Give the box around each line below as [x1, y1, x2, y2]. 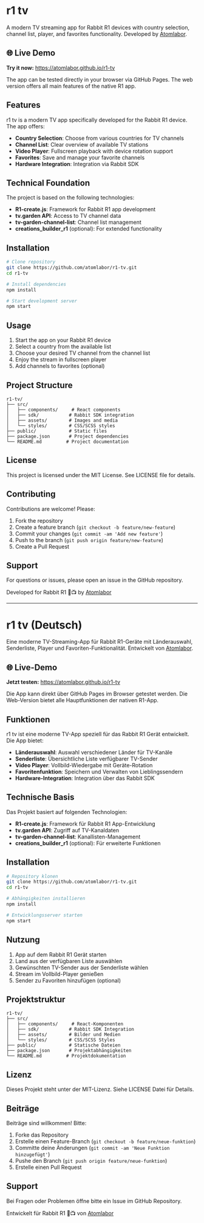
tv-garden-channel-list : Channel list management [15, 218, 141, 226]
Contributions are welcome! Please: [6, 505, 95, 512]
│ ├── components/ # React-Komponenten [6, 1021, 123, 1027]
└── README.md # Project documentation [6, 439, 129, 445]
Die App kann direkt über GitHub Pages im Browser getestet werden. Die [6, 690, 188, 697]
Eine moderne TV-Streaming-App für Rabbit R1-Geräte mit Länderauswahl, [6, 638, 193, 646]
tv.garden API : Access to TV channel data [15, 212, 121, 220]
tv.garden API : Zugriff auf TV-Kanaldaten [15, 826, 120, 834]
